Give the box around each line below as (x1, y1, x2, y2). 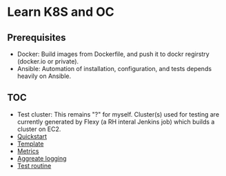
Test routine (17, 162, 52, 170)
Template (17, 139, 44, 148)
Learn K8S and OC (7, 4, 115, 20)
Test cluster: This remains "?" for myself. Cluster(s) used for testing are (17, 110, 220, 118)
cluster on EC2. (17, 125, 61, 133)
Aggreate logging (17, 154, 67, 162)
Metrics (17, 146, 39, 155)
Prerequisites (7, 32, 66, 43)
